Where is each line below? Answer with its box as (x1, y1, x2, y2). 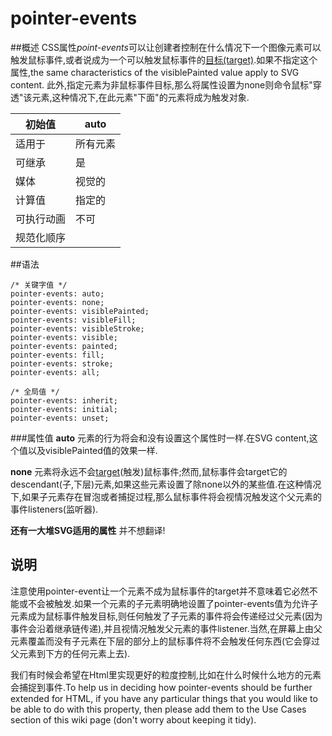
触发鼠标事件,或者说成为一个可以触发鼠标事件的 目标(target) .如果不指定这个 (10, 53, 318, 66)
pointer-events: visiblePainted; (10, 306, 150, 316)
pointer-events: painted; (10, 341, 118, 351)
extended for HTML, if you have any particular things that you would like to (10, 692, 318, 704)
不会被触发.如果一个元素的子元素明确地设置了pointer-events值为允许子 (27, 597, 319, 609)
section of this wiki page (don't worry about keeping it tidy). (10, 713, 257, 726)
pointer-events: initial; (10, 404, 118, 414)
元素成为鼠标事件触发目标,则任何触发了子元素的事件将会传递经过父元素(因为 (10, 610, 323, 622)
